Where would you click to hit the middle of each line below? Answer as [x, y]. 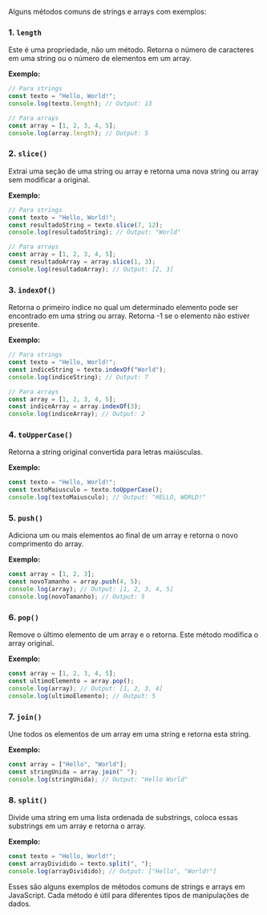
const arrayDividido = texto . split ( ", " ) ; [80, 864]
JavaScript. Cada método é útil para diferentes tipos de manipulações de [129, 895]
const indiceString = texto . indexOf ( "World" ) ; [87, 370]
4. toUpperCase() [41, 435]
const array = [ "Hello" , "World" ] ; [68, 764]
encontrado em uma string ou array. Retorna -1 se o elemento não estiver [129, 316]
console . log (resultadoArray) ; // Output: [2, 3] [91, 269]
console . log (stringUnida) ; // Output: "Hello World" [98, 779]
